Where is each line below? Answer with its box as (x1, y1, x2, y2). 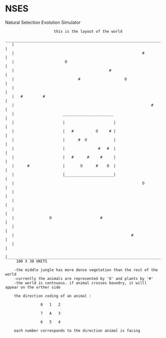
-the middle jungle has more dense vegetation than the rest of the (14, 267, 158, 273)
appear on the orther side (5, 284, 61, 290)
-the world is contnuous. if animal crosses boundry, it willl (14, 281, 147, 285)
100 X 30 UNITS (16, 259, 48, 264)
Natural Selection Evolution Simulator (5, 19, 81, 25)
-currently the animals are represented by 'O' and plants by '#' (14, 276, 154, 281)
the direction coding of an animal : (14, 293, 92, 298)
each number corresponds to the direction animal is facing (14, 328, 140, 333)
